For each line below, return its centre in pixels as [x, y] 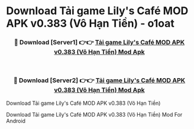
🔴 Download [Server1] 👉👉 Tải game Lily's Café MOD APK [99, 43]
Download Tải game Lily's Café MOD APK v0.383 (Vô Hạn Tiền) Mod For [94, 114]
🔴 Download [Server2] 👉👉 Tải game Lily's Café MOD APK [99, 80]
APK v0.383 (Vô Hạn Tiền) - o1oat [90, 23]
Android [16, 121]
